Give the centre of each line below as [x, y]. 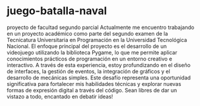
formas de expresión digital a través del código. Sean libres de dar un [92, 90]
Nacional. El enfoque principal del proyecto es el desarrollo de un [87, 46]
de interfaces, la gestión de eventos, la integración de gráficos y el [88, 71]
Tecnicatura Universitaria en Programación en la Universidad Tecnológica [97, 40]
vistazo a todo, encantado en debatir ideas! [60, 97]
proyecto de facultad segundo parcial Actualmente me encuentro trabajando [101, 27]
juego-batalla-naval [57, 11]
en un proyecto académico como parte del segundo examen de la [87, 33]
